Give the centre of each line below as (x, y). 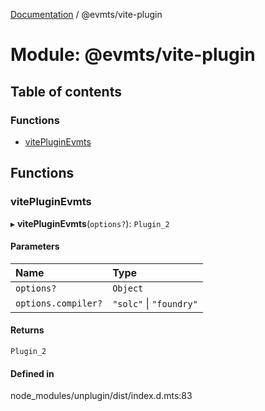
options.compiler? (59, 303)
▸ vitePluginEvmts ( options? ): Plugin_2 (90, 223)
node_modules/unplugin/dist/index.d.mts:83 (101, 396)
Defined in (32, 373)
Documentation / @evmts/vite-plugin (86, 14)
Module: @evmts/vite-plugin (133, 55)
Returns (27, 330)
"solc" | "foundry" (155, 303)
